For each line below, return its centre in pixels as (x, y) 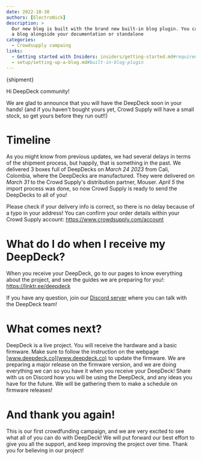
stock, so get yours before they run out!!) (57, 116)
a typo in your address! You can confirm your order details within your (93, 213)
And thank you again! (61, 414)
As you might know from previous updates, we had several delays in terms (99, 157)
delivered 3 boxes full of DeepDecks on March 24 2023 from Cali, (88, 169)
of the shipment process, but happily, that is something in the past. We (94, 163)
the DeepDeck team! (32, 304)
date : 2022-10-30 (28, 12)
